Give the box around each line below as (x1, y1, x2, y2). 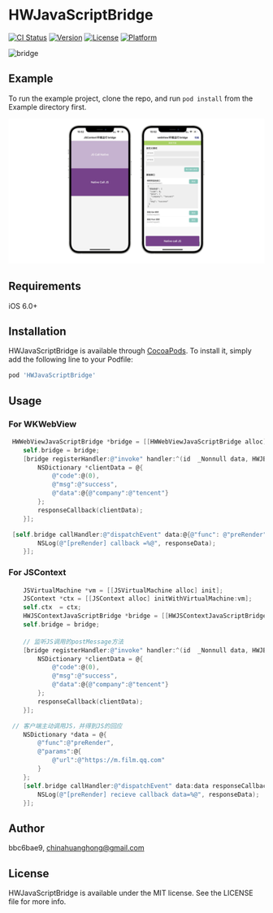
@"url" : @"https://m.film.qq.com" (51, 756, 165, 764)
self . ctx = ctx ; (23, 604, 82, 612)
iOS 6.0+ (8, 301, 38, 310)
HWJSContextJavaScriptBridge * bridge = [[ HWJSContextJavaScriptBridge (23, 612, 267, 621)
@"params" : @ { (37, 747, 82, 756)
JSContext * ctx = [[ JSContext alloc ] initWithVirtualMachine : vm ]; (23, 595, 253, 603)
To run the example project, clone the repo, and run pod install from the (8, 93, 253, 103)
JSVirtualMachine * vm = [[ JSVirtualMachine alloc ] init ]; (23, 586, 223, 595)
